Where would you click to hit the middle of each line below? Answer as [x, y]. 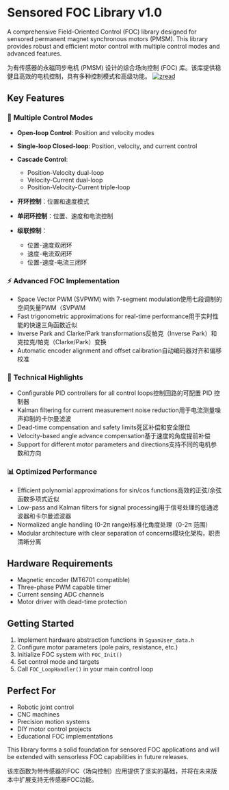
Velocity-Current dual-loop [65, 180]
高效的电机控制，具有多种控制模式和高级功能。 [85, 76]
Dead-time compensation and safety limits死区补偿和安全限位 [104, 427]
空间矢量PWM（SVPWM [51, 307]
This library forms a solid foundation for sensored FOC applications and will [113, 750]
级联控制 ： [32, 230]
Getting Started [41, 623]
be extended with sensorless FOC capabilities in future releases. [98, 756]
